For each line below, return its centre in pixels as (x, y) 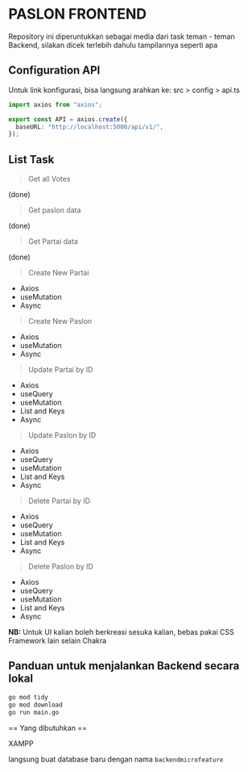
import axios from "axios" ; (56, 105)
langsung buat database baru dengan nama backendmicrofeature (116, 759)
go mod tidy (28, 697)
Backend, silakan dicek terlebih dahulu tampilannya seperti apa (113, 44)
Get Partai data (53, 241)
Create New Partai (58, 273)
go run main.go (34, 712)
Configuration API (54, 71)
